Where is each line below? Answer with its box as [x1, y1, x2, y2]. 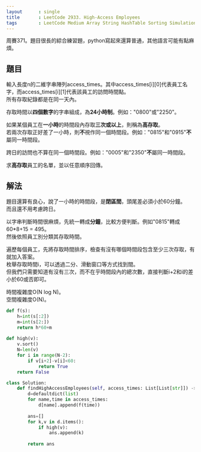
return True [38, 363, 68, 369]
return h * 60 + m [17, 324, 52, 330]
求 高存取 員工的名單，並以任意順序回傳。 [6, 162, 106, 169]
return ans [28, 441, 55, 447]
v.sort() [17, 341, 39, 347]
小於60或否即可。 [6, 276, 50, 283]
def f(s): [6, 308, 31, 314]
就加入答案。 [6, 253, 38, 260]
